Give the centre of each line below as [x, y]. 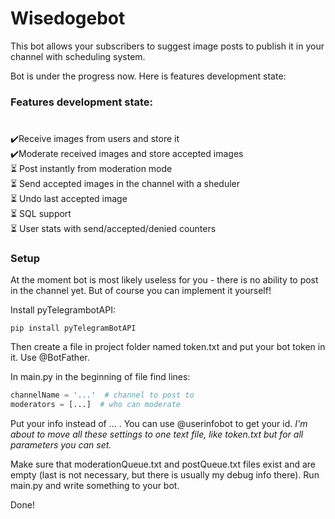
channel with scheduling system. [78, 56]
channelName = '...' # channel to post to [102, 395]
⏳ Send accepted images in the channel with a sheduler [125, 184]
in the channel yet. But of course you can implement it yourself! [141, 291]
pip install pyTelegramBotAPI [73, 328]
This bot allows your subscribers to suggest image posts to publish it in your [167, 46]
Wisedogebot [68, 18]
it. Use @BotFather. [50, 358]
